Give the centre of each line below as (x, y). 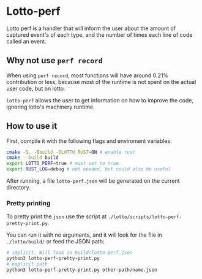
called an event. (27, 41)
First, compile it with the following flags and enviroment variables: (89, 141)
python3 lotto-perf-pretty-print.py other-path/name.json (82, 270)
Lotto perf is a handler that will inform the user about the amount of (91, 28)
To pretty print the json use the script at (57, 216)
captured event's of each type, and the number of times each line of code (99, 34)
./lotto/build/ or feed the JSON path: (55, 242)
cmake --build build (33, 158)
